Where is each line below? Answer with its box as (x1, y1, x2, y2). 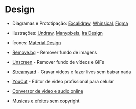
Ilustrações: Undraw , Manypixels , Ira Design (12, 30, 103, 36)
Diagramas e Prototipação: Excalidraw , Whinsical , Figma (12, 20, 128, 26)
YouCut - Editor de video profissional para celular (12, 78, 114, 84)
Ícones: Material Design (12, 39, 61, 46)
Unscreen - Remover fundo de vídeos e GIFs (12, 59, 105, 65)
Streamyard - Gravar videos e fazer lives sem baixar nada (12, 69, 131, 75)
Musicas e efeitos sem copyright (12, 98, 80, 104)
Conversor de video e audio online (12, 88, 83, 94)
